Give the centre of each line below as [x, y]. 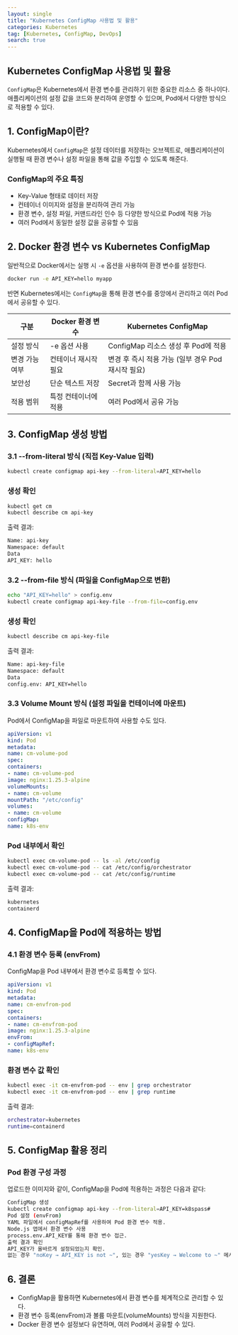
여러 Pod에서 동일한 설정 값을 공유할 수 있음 [78, 222]
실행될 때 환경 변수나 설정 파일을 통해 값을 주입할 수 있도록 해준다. [98, 159]
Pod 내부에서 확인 [36, 845]
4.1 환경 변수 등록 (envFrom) [54, 954]
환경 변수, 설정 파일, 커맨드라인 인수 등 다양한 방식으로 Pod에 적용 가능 [115, 214]
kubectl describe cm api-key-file [58, 637]
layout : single [30, 14]
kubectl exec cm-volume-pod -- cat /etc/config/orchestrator [100, 868]
